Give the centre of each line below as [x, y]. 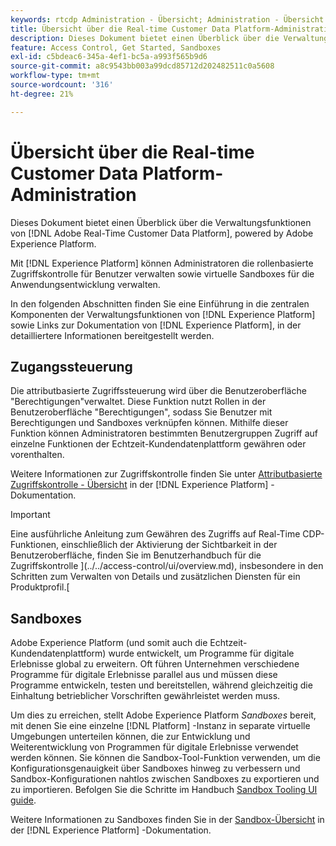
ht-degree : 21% [42, 94]
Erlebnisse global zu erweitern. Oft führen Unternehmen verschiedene [155, 664]
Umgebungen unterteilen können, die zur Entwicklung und [130, 737]
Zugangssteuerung [71, 366]
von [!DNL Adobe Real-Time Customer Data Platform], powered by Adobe [162, 233]
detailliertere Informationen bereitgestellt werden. [112, 335]
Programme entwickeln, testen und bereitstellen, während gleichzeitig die [161, 685]
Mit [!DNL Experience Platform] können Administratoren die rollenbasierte [162, 263]
